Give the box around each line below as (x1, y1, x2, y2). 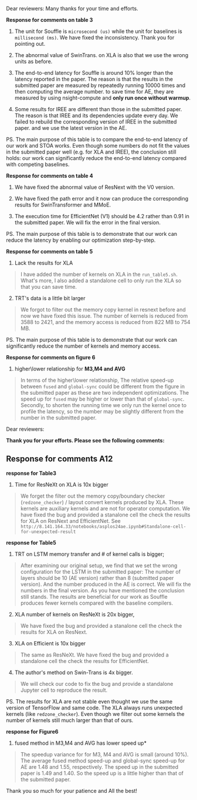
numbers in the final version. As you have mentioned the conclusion (20, 586, 185, 594)
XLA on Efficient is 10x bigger (14, 639, 86, 646)
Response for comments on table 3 (6, 16, 93, 23)
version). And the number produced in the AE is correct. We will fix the (20, 581, 191, 588)
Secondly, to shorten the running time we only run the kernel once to (20, 402, 186, 408)
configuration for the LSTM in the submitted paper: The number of (20, 568, 181, 575)
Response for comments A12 (6, 454, 113, 464)
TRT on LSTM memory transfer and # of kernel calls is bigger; (14, 550, 165, 558)
